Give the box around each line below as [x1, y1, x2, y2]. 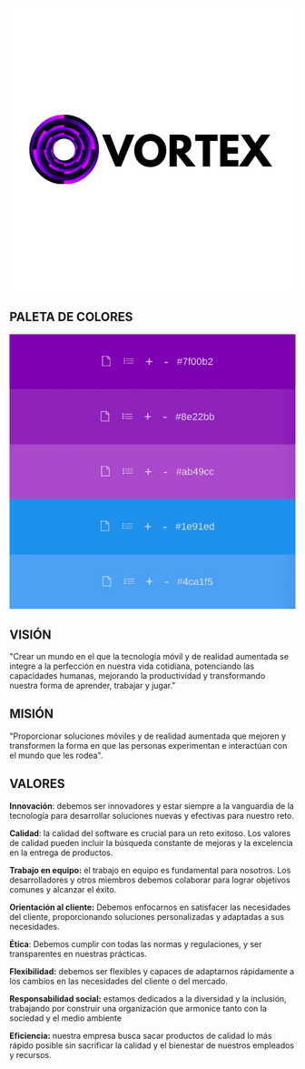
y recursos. [9, 1049, 52, 1060]
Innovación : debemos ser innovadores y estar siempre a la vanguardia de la [9, 800, 295, 812]
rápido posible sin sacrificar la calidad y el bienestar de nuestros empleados [9, 1040, 295, 1051]
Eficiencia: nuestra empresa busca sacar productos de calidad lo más [9, 1030, 272, 1041]
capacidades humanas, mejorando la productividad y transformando [9, 671, 266, 681]
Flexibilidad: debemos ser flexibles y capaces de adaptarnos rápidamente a [9, 965, 295, 976]
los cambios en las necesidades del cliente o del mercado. [9, 975, 229, 986]
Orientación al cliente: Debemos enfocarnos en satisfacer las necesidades [9, 902, 291, 913]
